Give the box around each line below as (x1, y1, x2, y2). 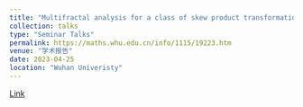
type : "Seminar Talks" (9, 30, 95, 39)
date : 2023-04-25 (9, 55, 75, 64)
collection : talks (9, 22, 78, 31)
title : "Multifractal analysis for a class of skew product (9, 13, 241, 22)
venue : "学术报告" (9, 47, 74, 56)
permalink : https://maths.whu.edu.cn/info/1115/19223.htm (9, 38, 232, 48)
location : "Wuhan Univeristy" (9, 64, 124, 73)
